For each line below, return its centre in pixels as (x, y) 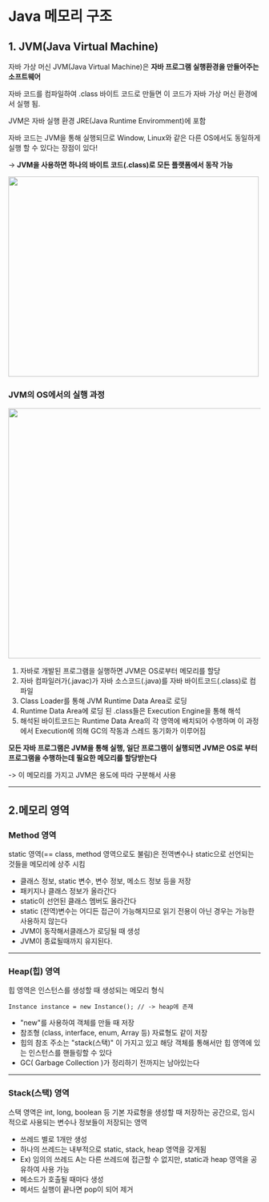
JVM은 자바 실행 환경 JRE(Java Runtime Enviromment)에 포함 (107, 121)
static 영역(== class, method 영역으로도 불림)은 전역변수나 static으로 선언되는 (131, 854)
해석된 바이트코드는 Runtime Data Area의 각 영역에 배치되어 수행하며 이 (132, 721)
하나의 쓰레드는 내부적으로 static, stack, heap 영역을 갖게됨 (113, 1149)
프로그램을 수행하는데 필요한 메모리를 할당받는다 (83, 758)
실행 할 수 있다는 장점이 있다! (53, 148)
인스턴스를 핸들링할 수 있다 (70, 1053)
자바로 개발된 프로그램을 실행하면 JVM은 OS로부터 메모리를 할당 (120, 671)
